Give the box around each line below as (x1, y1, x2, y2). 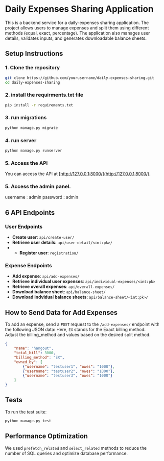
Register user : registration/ (19, 250, 79, 256)
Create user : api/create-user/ (12, 234, 74, 240)
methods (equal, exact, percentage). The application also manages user (5, 30, 150, 36)
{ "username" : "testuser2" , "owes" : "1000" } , (23, 369, 115, 374)
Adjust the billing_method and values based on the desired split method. (5, 332, 151, 338)
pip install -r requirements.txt (5, 102, 73, 107)
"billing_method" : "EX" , (14, 355, 65, 360)
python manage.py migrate (5, 125, 58, 130)
